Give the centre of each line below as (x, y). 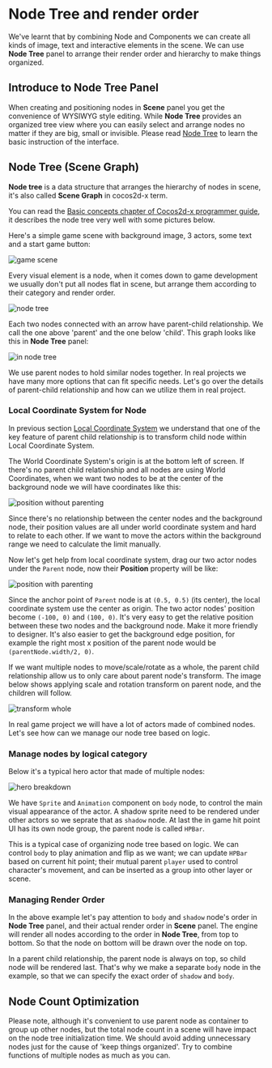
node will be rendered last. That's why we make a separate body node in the (135, 968)
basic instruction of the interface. (64, 142)
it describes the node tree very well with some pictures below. (112, 219)
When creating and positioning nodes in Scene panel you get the (117, 107)
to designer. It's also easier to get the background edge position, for (122, 634)
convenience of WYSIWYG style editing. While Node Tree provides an (125, 116)
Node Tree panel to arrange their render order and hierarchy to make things (135, 53)
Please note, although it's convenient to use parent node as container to (129, 1021)
